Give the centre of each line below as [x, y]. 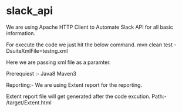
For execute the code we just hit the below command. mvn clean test [90, 45]
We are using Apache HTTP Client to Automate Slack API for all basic [90, 27]
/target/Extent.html [29, 102]
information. [21, 33]
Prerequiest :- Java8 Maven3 [41, 73]
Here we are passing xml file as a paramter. [58, 62]
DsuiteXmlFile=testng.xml [37, 50]
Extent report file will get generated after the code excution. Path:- [86, 96]
